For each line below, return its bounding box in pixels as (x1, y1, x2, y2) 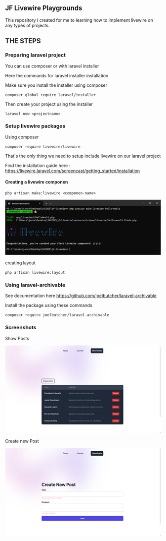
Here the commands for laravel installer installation (5, 72, 109, 78)
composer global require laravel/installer (5, 92, 96, 97)
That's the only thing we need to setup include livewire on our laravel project (5, 153, 161, 159)
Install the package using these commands (5, 302, 92, 308)
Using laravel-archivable (5, 282, 66, 289)
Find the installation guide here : (5, 162, 71, 168)
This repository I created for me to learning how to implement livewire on (5, 17, 153, 23)
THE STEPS (5, 37, 41, 45)
